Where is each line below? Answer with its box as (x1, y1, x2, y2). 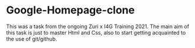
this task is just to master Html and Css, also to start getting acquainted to (6, 29, 186, 36)
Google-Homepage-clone (6, 4, 135, 17)
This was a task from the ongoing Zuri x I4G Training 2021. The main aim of (6, 23, 190, 30)
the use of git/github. (6, 35, 57, 42)
